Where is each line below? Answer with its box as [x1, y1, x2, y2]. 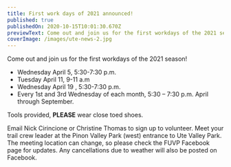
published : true [7, 17, 54, 23]
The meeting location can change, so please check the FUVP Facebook [7, 139, 210, 147]
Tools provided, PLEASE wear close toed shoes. [7, 111, 144, 119]
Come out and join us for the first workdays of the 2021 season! [7, 55, 188, 63]
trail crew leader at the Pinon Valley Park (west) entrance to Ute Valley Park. [7, 132, 222, 140]
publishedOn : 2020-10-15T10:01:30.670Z [7, 23, 122, 30]
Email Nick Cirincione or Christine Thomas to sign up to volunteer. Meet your [7, 124, 224, 132]
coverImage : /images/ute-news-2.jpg [7, 36, 112, 43]
